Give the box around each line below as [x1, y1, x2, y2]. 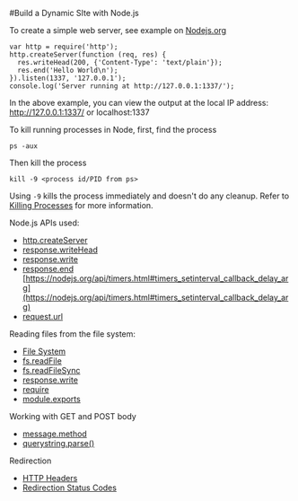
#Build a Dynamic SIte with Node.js [9, 8, 139, 18]
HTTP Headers [22, 473, 78, 483]
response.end [22, 264, 74, 274]
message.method [22, 428, 87, 439]
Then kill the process [9, 157, 87, 168]
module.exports [22, 394, 81, 404]
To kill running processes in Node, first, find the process [9, 125, 217, 135]
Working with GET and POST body [9, 411, 136, 421]
